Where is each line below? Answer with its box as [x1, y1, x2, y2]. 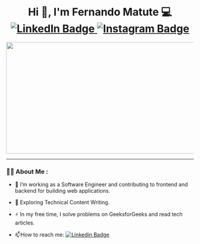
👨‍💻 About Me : [6, 167, 49, 176]
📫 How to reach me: [14, 231, 64, 239]
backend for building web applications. [14, 187, 111, 195]
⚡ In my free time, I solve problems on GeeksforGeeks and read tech [14, 211, 183, 218]
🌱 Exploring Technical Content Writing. [14, 199, 110, 206]
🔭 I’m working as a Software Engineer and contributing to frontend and [14, 181, 189, 188]
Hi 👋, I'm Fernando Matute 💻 [27, 5, 173, 19]
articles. [14, 219, 35, 227]
